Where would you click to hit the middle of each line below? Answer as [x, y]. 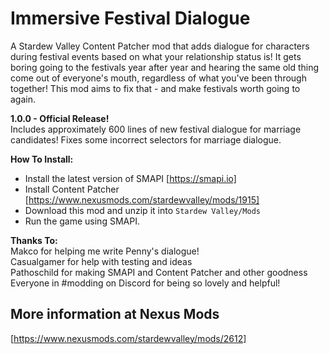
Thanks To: [34, 240]
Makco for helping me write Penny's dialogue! [105, 251]
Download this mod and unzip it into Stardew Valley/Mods [143, 210]
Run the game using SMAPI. [82, 221]
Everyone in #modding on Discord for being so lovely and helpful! [145, 283]
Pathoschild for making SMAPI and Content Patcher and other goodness [159, 272]
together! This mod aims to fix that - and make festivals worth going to [155, 88]
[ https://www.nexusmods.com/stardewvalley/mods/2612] [128, 338]
